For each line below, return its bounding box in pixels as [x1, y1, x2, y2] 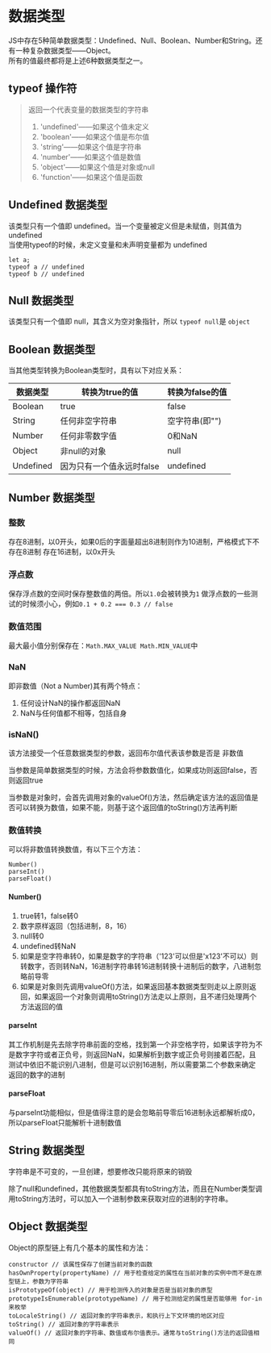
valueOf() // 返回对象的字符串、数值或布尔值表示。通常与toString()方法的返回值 [8, 1329, 254, 1337]
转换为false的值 [167, 386, 227, 398]
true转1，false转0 [19, 911, 79, 921]
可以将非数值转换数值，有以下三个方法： [8, 845, 143, 854]
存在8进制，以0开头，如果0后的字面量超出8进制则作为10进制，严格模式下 [8, 537, 252, 546]
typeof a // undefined [8, 263, 85, 271]
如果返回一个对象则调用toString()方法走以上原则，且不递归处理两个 [34, 992, 257, 1001]
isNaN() [8, 729, 40, 740]
